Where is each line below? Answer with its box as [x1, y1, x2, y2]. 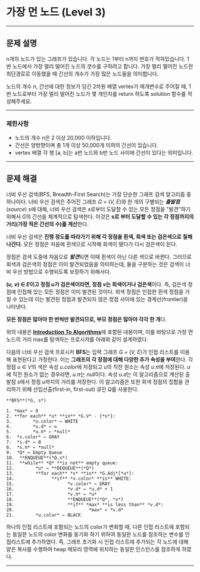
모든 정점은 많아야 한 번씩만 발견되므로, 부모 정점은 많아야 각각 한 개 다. [6, 315, 167, 323]
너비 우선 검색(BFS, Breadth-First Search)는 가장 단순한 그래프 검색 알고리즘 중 [6, 190, 192, 198]
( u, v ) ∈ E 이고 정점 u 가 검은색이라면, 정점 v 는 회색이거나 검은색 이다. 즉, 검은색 [6, 280, 186, 287]
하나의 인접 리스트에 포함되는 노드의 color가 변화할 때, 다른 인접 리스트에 [6, 523, 174, 530]
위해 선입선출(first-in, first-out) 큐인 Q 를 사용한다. [21, 385, 139, 393]
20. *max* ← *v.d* [6, 507, 124, 512]
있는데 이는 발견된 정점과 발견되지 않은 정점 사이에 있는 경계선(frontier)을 [18, 295, 189, 302]
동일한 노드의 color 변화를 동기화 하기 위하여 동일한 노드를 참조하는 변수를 [12, 530, 184, 537]
